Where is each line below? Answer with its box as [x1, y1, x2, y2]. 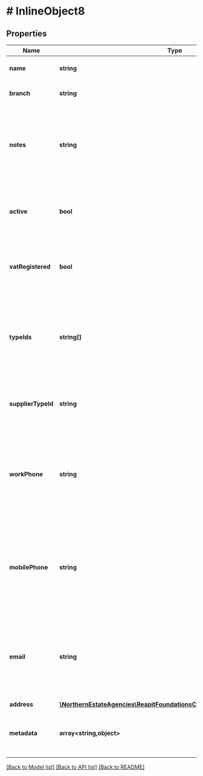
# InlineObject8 [6, 4, 85, 18]
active [9, 207, 28, 216]
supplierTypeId [9, 400, 54, 408]
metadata [9, 729, 37, 737]
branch [9, 89, 31, 98]
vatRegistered [9, 262, 51, 271]
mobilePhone [9, 563, 48, 571]
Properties [6, 28, 47, 39]
